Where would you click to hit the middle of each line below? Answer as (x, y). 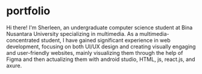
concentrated (23, 40)
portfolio (28, 11)
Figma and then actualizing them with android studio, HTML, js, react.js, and (101, 59)
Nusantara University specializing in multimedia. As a (72, 33)
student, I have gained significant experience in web (106, 40)
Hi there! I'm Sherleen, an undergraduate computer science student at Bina (99, 27)
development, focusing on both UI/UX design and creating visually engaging (101, 47)
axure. (14, 65)
